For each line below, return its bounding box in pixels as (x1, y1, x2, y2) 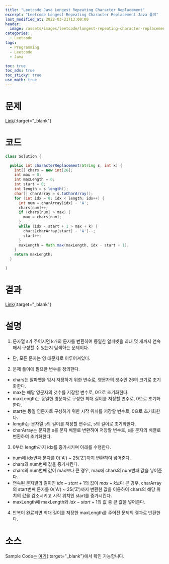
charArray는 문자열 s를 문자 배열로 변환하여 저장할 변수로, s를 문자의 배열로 (12, 427, 161, 433)
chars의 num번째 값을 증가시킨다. (12, 461, 79, 467)
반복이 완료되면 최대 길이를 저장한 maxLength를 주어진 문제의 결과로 (12, 510, 147, 516)
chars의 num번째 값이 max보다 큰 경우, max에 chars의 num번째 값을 (12, 467, 149, 473)
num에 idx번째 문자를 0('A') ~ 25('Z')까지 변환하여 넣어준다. (12, 455, 131, 461)
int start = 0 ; (14, 182, 46, 187)
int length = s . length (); (14, 186, 69, 192)
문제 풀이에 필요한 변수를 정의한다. (12, 366, 80, 372)
